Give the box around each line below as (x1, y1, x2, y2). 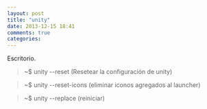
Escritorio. (7, 54, 36, 62)
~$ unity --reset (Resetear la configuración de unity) (23, 68, 173, 76)
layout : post (7, 10, 45, 17)
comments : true (7, 29, 51, 36)
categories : (7, 36, 41, 43)
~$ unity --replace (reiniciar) (23, 94, 105, 103)
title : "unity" (7, 16, 51, 23)
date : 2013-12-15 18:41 (7, 23, 75, 29)
